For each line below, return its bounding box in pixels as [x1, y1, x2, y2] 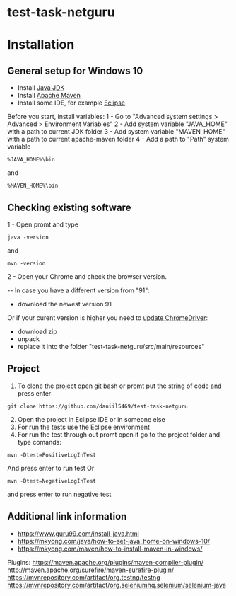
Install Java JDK [17, 84, 65, 92]
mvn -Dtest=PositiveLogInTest [7, 451, 97, 459]
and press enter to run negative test [7, 490, 112, 498]
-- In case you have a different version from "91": [7, 286, 151, 294]
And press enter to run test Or [7, 464, 95, 472]
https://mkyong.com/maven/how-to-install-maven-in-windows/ [17, 544, 203, 553]
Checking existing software [7, 201, 131, 213]
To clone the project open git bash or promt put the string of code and [17, 382, 222, 390]
